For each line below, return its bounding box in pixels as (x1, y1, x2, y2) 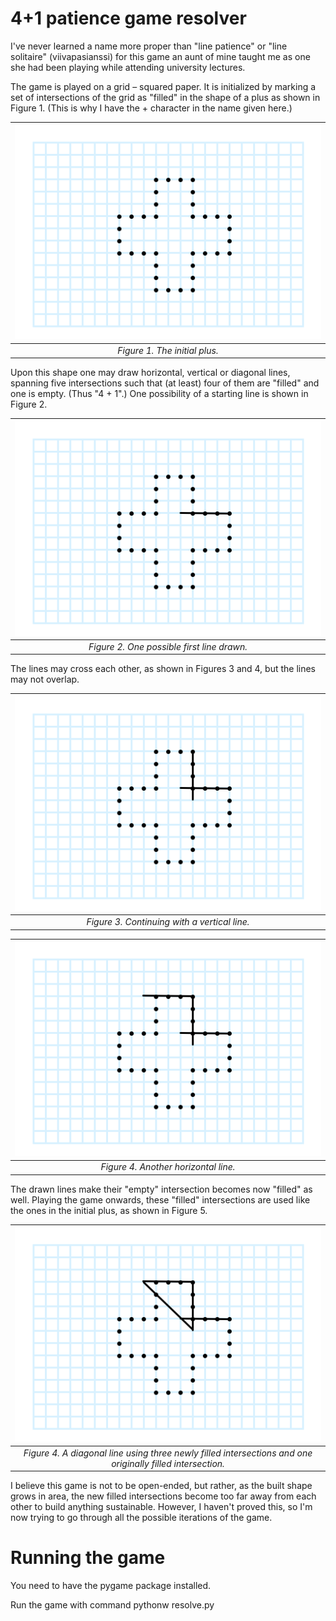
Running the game (10, 1547, 166, 1569)
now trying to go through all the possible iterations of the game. (10, 1512, 273, 1524)
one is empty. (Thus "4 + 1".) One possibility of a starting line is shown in (10, 388, 309, 400)
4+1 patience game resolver (10, 7, 247, 30)
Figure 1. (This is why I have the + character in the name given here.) (10, 102, 293, 114)
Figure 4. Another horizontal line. (100, 1161, 236, 1173)
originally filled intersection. (111, 1457, 225, 1469)
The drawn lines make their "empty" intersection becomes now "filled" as (10, 1183, 313, 1195)
